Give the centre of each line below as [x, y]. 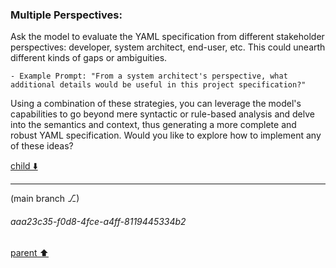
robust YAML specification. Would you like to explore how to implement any [166, 135]
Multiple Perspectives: [66, 15]
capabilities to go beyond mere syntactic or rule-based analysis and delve [162, 114]
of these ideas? [42, 146]
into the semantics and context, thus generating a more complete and [153, 125]
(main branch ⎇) [45, 199]
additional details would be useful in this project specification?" [158, 85]
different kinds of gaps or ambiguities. [89, 58]
